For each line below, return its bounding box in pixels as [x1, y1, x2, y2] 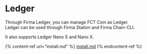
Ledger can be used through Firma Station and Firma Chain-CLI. [5, 24, 135, 30]
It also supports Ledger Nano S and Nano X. [5, 34, 94, 40]
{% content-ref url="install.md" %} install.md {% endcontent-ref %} [5, 43, 142, 49]
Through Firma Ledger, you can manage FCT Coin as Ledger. [5, 19, 129, 25]
